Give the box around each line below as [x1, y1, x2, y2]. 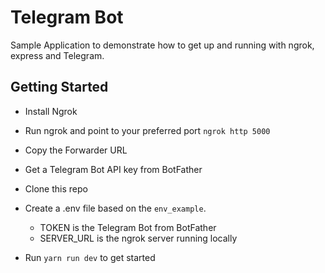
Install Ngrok [24, 105, 78, 117]
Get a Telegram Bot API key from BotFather [24, 163, 203, 175]
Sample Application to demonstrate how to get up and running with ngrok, [10, 39, 315, 51]
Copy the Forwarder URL [24, 144, 128, 156]
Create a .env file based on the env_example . [24, 202, 207, 214]
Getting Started [10, 79, 109, 96]
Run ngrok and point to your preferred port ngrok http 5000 [24, 124, 271, 136]
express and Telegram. [10, 49, 105, 61]
